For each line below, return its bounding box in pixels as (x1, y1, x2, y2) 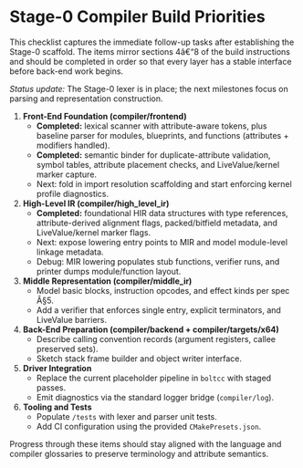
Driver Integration (22, 362, 92, 373)
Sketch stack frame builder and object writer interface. (36, 353, 243, 364)
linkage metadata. (36, 246, 104, 257)
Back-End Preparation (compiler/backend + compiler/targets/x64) (22, 324, 280, 335)
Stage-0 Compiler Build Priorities (9, 6, 266, 27)
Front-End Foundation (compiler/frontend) (22, 110, 187, 121)
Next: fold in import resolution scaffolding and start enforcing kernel (36, 178, 292, 189)
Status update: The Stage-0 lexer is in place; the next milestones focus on (9, 83, 289, 94)
